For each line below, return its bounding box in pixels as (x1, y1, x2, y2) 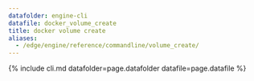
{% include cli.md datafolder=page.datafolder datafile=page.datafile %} (8, 63, 247, 73)
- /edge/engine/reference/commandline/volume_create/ (15, 42, 199, 50)
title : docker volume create (8, 26, 106, 34)
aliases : (8, 34, 38, 43)
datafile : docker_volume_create (8, 19, 117, 27)
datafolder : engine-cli (8, 11, 88, 20)
